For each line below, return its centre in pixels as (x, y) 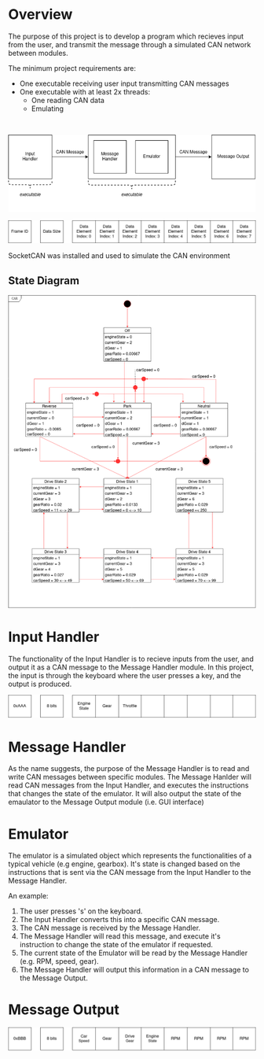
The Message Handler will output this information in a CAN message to (134, 970)
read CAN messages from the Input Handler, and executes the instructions (128, 785)
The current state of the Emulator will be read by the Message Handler (134, 953)
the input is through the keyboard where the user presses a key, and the (125, 675)
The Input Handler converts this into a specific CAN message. (119, 920)
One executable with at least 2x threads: (85, 91)
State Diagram (44, 280)
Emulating (48, 109)
